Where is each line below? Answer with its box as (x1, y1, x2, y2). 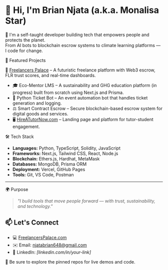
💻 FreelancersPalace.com (12, 234, 67, 240)
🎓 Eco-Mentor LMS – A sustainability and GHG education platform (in (12, 82, 157, 88)
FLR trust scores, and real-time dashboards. (5, 72, 96, 78)
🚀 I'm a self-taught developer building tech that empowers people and (5, 31, 149, 37)
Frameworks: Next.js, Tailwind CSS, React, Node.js (12, 150, 118, 156)
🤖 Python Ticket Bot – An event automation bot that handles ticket (12, 94, 148, 100)
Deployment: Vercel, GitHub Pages (12, 166, 85, 172)
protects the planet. (5, 37, 46, 43)
